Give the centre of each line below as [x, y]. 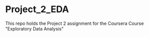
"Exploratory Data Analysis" [34, 28]
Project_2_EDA [37, 9]
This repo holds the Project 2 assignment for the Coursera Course [74, 23]
